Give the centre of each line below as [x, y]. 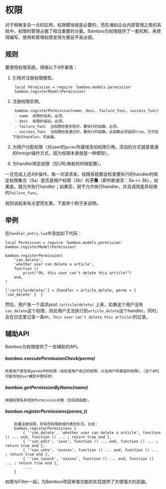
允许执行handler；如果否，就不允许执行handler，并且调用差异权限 [90, 186]
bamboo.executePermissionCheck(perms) [50, 358]
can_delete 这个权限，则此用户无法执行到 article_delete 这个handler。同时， [83, 311]
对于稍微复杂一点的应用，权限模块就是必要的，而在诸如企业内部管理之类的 [81, 25]
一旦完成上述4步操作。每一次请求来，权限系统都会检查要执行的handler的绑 [82, 174]
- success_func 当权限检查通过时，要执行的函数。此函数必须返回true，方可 [85, 132]
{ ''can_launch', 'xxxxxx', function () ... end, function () [88, 459]
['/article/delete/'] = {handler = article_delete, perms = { [71, 290]
